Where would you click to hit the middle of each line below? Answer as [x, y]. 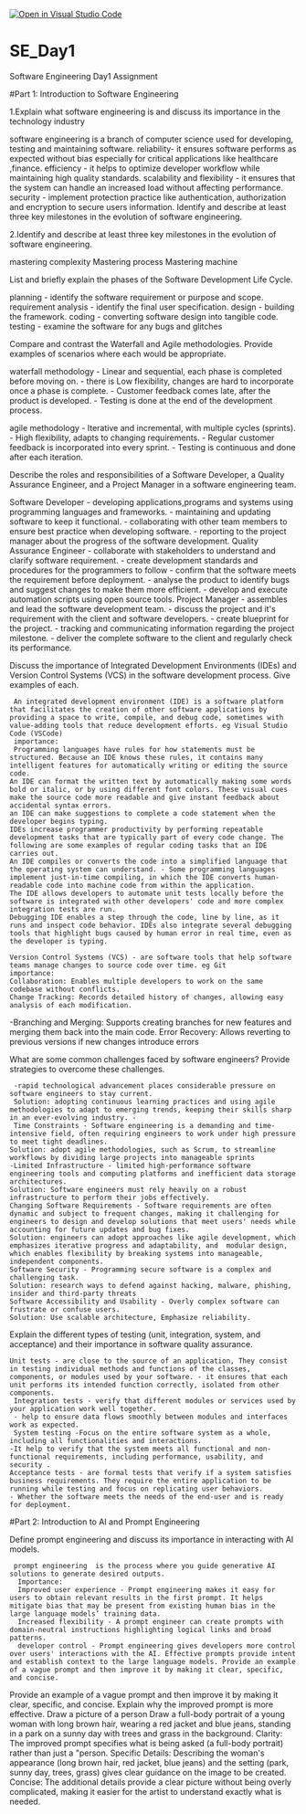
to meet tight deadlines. [58, 1142]
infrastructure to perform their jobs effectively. [110, 1197]
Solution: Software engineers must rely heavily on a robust [128, 1189]
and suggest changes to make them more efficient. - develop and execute [148, 589]
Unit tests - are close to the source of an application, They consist [148, 1361]
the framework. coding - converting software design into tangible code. [144, 316]
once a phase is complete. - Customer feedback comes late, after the [140, 390]
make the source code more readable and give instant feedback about [145, 797]
